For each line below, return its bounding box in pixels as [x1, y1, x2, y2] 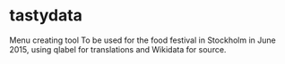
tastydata [9, 5, 83, 26]
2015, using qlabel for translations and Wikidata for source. [9, 44, 227, 54]
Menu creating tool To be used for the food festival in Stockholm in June [9, 35, 276, 45]
